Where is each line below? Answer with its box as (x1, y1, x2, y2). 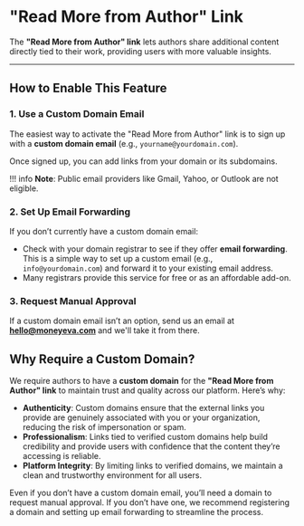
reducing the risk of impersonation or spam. (22, 422, 187, 433)
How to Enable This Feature (9, 81, 167, 96)
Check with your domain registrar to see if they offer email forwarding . (22, 243, 288, 254)
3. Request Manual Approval (9, 294, 137, 307)
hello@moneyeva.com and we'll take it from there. (9, 325, 201, 336)
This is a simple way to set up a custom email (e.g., (22, 253, 214, 263)
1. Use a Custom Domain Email (9, 108, 145, 120)
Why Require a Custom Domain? (9, 351, 195, 367)
